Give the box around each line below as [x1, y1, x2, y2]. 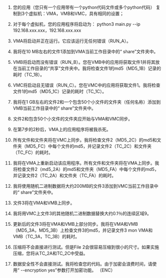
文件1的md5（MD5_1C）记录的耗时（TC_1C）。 [12, 89, 107, 94]
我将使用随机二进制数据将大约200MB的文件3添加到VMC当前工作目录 [12, 183, 154, 189]
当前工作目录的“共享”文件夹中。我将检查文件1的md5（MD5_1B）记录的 [17, 65, 161, 71]
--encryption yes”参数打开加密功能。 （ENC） [20, 267, 116, 273]
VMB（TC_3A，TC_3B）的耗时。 [12, 234, 80, 239]
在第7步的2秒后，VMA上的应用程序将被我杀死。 [12, 127, 111, 132]
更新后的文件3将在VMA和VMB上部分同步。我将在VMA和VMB [12, 221, 138, 227]
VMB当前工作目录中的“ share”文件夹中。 [12, 105, 96, 111]
